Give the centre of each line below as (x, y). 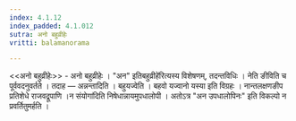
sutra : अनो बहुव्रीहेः (38, 34)
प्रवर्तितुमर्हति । (30, 106)
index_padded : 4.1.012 (51, 26)
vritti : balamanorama (50, 43)
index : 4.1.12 (36, 17)
